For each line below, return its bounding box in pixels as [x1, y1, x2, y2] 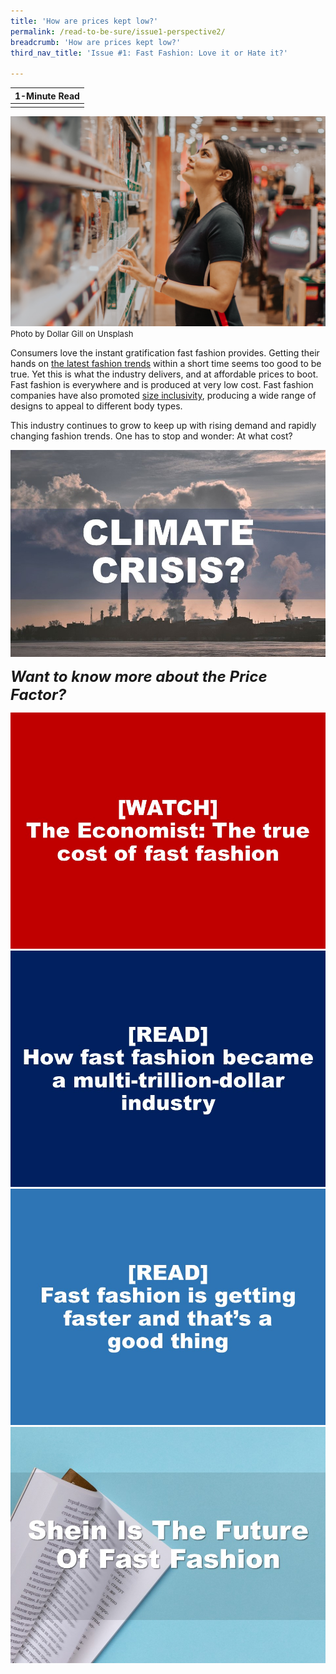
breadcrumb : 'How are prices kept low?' [10, 37, 182, 47]
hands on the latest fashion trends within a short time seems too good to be [10, 358, 322, 370]
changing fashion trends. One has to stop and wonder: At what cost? [10, 430, 293, 442]
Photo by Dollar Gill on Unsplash [10, 328, 134, 340]
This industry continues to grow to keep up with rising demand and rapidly [10, 420, 317, 432]
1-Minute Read [14, 90, 80, 102]
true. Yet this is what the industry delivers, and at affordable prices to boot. [10, 368, 319, 380]
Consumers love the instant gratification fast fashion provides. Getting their [10, 347, 320, 359]
